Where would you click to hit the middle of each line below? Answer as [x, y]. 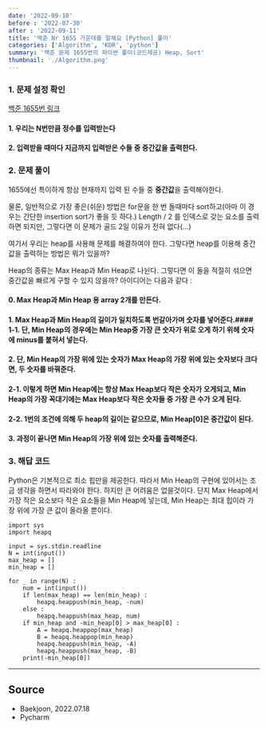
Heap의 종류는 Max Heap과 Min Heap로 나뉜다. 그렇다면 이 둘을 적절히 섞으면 [130, 270]
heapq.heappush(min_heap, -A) [87, 644]
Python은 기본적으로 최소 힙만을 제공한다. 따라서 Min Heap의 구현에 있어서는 [128, 480]
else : [33, 609]
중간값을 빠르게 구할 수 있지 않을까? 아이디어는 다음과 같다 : [100, 280]
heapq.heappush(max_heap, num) [89, 616]
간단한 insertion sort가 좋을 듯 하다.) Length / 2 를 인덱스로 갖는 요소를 [134, 216]
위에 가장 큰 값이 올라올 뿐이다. [64, 510]
